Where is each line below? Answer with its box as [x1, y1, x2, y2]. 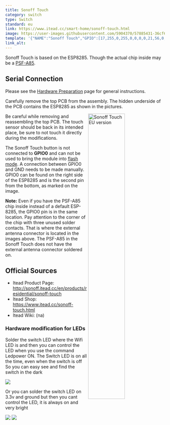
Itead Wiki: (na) [12, 312, 45, 318]
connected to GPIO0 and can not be [5, 150, 81, 156]
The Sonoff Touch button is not [5, 144, 70, 150]
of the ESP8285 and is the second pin [5, 177, 84, 183]
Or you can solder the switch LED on [5, 388, 82, 394]
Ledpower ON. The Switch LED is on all [5, 353, 87, 359]
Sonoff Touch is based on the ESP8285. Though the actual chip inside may [5, 54, 161, 60]
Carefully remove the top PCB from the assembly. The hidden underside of [5, 98, 161, 104]
